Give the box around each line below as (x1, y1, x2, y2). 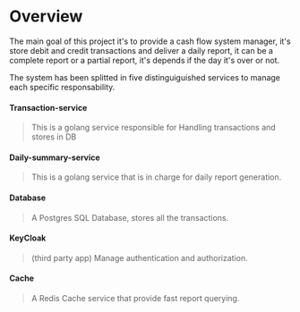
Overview (9, 6, 83, 27)
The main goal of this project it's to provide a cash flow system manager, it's (9, 36, 291, 46)
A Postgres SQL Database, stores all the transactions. (30, 212, 229, 223)
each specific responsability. (9, 81, 116, 92)
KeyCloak (9, 232, 47, 243)
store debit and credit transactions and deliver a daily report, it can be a (9, 45, 273, 55)
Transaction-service (9, 102, 88, 113)
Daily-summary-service (9, 152, 100, 163)
